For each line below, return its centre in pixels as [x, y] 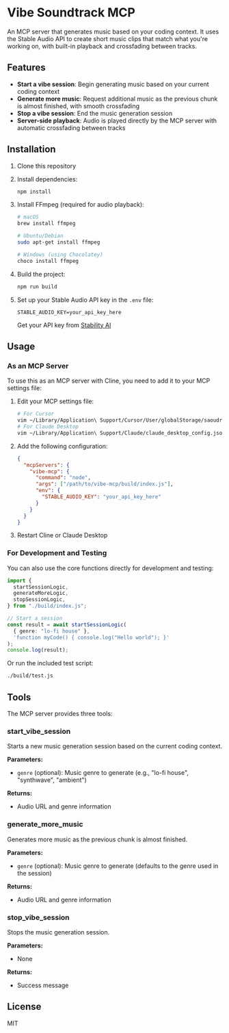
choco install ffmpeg [48, 261]
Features [26, 67]
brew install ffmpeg [46, 224]
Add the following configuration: [62, 446]
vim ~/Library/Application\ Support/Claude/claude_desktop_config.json [121, 433]
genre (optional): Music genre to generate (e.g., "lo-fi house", [103, 773]
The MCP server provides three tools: [60, 713]
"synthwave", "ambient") [52, 780]
